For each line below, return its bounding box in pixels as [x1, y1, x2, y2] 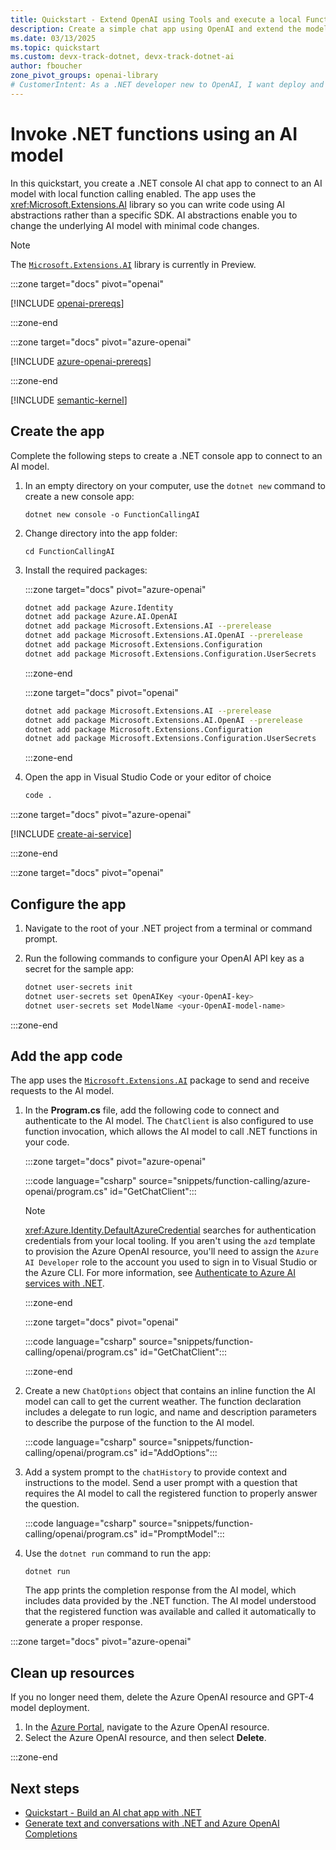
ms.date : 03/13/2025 [10, 33, 97, 43]
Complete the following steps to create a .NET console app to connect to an [10, 449, 323, 461]
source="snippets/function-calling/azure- [138, 1175, 312, 1187]
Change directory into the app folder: [24, 527, 178, 539]
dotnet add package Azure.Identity [24, 602, 174, 613]
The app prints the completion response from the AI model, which [24, 1584, 297, 1596]
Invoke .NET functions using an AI [10, 122, 298, 145]
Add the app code [10, 1047, 123, 1065]
